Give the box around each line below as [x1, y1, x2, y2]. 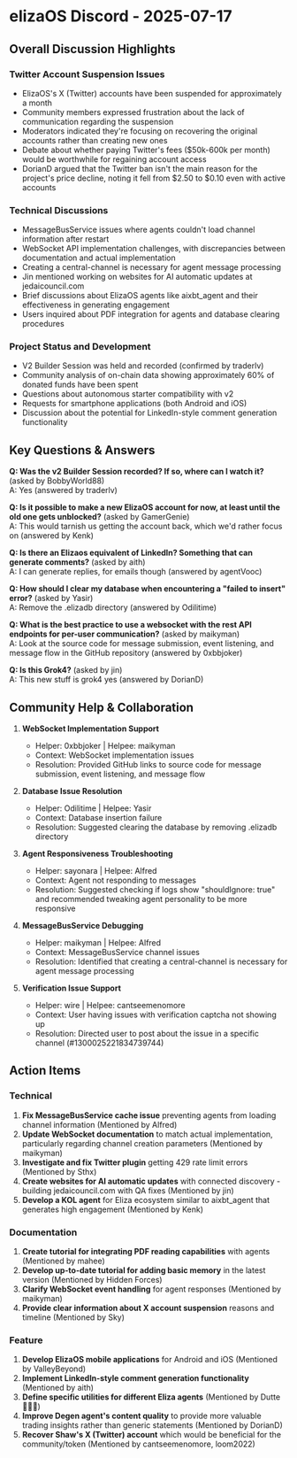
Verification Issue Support [21, 983, 122, 993]
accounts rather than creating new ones [21, 135, 168, 145]
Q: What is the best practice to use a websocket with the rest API [9, 620, 252, 630]
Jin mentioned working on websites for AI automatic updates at [21, 272, 254, 282]
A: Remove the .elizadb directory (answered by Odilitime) [9, 602, 217, 613]
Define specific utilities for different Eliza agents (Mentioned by [21, 1392, 259, 1402]
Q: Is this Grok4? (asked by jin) [9, 665, 123, 675]
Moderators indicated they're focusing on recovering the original [21, 126, 258, 136]
